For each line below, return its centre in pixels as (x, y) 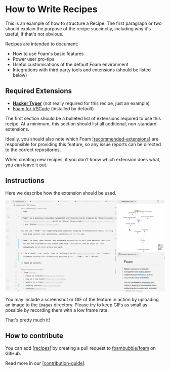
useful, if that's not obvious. (34, 34)
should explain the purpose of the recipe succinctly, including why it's (78, 28)
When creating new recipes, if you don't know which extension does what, (83, 159)
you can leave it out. (26, 165)
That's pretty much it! (28, 320)
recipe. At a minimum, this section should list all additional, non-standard (81, 124)
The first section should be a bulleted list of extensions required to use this (83, 118)
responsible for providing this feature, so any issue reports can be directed (83, 144)
